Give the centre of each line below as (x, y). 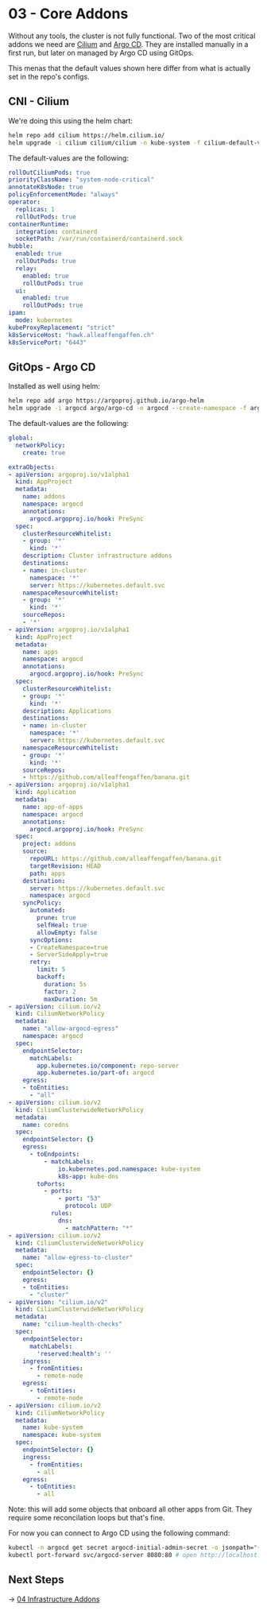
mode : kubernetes (44, 320)
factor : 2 (60, 991)
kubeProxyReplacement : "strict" (62, 327)
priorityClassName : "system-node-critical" (81, 180)
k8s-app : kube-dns (89, 1176)
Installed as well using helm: (54, 386)
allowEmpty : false (67, 932)
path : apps (47, 873)
